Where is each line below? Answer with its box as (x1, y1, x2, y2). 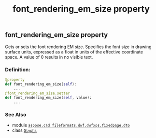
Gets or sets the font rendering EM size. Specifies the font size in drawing (5, 44, 152, 50)
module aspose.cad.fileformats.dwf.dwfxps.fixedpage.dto (12, 122, 130, 128)
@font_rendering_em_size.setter (5, 91, 70, 96)
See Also (5, 111, 27, 118)
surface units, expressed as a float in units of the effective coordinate (5, 49, 143, 54)
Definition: (5, 66, 30, 73)
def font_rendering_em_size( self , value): (5, 95, 92, 100)
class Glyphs (12, 127, 37, 133)
